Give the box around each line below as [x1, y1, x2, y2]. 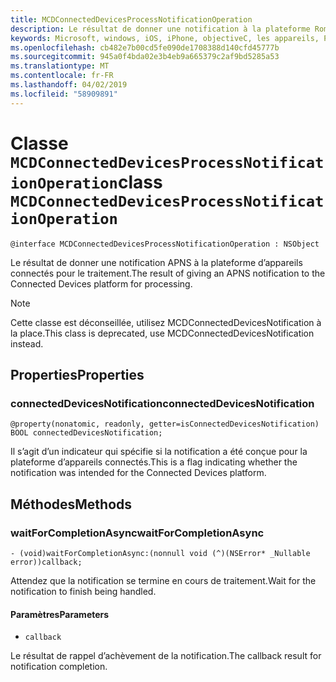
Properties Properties [10, 366, 145, 383]
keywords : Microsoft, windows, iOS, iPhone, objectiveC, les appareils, [10, 33, 320, 43]
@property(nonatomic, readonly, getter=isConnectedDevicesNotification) [10, 419, 320, 430]
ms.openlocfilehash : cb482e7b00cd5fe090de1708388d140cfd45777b [10, 42, 280, 53]
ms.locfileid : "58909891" [10, 89, 118, 99]
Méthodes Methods [10, 496, 133, 513]
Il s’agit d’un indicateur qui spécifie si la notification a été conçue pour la [10, 446, 308, 458]
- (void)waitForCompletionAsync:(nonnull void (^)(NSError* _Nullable [10, 548, 311, 558]
